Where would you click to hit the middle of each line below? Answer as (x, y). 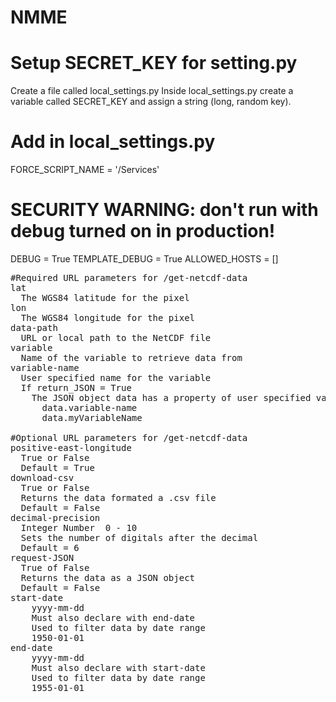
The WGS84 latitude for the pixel (105, 297)
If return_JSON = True (76, 387)
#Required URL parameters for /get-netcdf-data (129, 277)
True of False (55, 567)
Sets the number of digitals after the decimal (139, 537)
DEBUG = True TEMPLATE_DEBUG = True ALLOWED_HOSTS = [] (144, 259)
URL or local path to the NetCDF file (116, 337)
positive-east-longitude (71, 447)
